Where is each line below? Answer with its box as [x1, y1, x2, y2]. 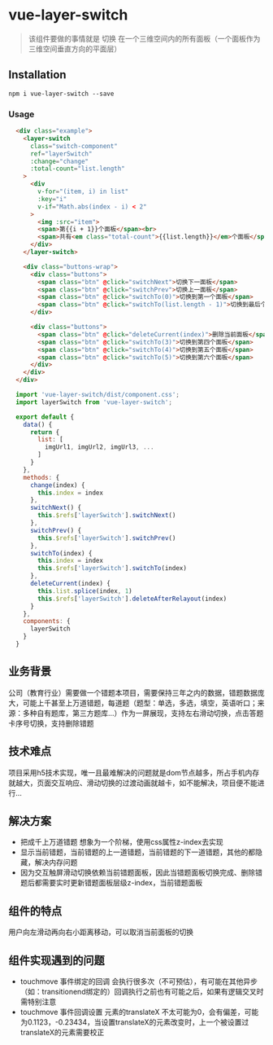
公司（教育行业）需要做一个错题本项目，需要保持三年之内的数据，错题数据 [8, 687, 258, 697]
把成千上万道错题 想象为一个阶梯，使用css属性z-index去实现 [19, 837, 223, 847]
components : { [23, 617, 71, 626]
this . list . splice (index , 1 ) [37, 586, 132, 595]
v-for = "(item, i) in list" [37, 187, 129, 196]
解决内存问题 [34, 858, 78, 867]
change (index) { [29, 481, 85, 490]
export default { [15, 413, 75, 421]
